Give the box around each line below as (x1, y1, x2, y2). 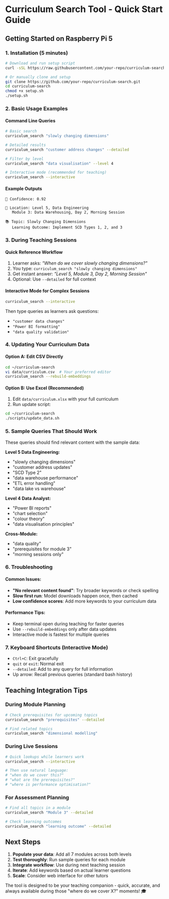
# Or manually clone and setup (5, 74, 71, 79)
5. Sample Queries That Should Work (5, 428, 97, 435)
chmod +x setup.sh (5, 89, 44, 94)
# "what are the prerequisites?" (5, 777, 75, 783)
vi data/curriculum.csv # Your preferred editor (5, 369, 112, 374)
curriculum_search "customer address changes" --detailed (5, 147, 129, 152)
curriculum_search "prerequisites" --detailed (5, 717, 105, 722)
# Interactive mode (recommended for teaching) (5, 170, 107, 175)
